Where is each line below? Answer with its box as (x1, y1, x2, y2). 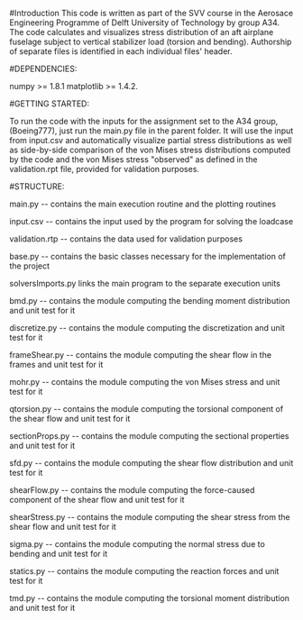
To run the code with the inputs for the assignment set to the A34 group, (9, 116, 279, 126)
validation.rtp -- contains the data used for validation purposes (9, 233, 243, 244)
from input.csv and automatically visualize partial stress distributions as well (9, 135, 292, 145)
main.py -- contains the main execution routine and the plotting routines (9, 198, 277, 209)
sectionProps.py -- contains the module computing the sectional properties (9, 431, 289, 441)
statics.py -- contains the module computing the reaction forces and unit (9, 566, 280, 576)
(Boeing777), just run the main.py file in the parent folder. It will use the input (9, 125, 294, 136)
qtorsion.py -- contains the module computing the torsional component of (9, 404, 284, 414)
